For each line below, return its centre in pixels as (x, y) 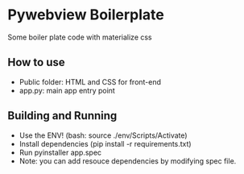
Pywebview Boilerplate (86, 15)
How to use (36, 62)
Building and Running (62, 116)
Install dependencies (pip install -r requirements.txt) (105, 143)
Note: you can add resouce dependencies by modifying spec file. (128, 161)
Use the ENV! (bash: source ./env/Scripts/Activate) (103, 135)
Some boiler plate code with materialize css (80, 37)
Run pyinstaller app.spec (60, 152)
